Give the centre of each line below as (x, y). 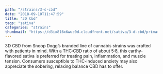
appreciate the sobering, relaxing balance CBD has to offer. (64, 66)
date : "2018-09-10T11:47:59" (34, 14)
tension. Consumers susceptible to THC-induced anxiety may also (71, 61)
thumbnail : (16, 32)
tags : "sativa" (20, 23)
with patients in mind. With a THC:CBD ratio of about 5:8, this (66, 51)
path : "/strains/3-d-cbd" (31, 9)
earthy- (136, 51)
